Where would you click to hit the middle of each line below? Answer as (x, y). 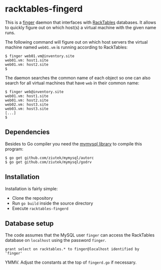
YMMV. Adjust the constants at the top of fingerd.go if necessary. (71, 262)
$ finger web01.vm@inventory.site (40, 56)
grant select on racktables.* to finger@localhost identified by (72, 249)
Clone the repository (32, 198)
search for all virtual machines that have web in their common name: (72, 83)
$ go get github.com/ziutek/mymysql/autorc (50, 158)
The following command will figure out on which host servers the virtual (76, 42)
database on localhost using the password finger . (56, 240)
